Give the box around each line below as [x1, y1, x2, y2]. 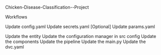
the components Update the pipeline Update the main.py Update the [5, 38, 146, 44]
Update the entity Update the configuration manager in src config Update [5, 33, 156, 39]
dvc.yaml [5, 44, 24, 49]
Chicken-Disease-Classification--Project [5, 4, 89, 10]
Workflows [5, 14, 27, 19]
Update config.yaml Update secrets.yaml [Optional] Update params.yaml [5, 23, 155, 29]
